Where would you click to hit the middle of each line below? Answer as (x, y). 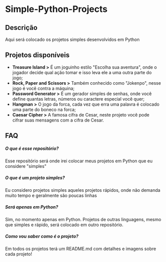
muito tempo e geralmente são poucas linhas (51, 196)
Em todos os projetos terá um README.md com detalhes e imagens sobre (81, 249)
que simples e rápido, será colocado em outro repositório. (64, 225)
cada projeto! (19, 254)
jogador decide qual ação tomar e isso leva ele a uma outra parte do (82, 72)
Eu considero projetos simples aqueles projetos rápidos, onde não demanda (83, 190)
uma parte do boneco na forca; (44, 109)
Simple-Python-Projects (56, 9)
